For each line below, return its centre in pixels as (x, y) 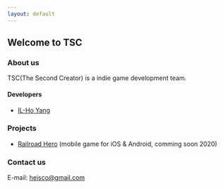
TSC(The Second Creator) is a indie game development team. (97, 78)
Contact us (26, 162)
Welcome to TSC (45, 43)
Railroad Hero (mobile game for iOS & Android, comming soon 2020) (117, 144)
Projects (22, 128)
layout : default (31, 14)
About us (23, 62)
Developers (25, 94)
